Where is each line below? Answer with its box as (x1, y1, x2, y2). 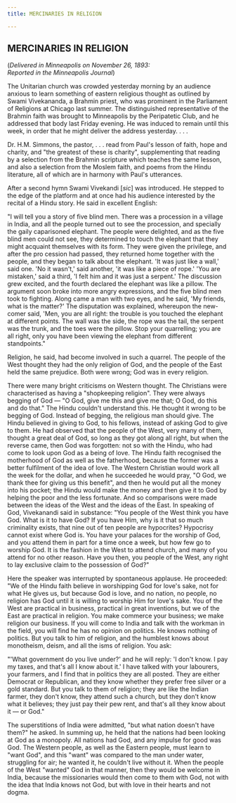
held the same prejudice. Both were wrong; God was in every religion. (7, 368, 209, 377)
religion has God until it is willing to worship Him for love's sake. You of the (7, 596, 223, 605)
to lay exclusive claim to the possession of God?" (7, 561, 150, 569)
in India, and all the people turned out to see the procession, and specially (7, 220, 221, 228)
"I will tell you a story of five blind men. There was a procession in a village (7, 212, 223, 221)
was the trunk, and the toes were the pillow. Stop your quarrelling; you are (7, 325, 221, 333)
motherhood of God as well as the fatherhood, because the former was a (7, 456, 219, 464)
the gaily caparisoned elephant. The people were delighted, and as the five (7, 228, 225, 236)
